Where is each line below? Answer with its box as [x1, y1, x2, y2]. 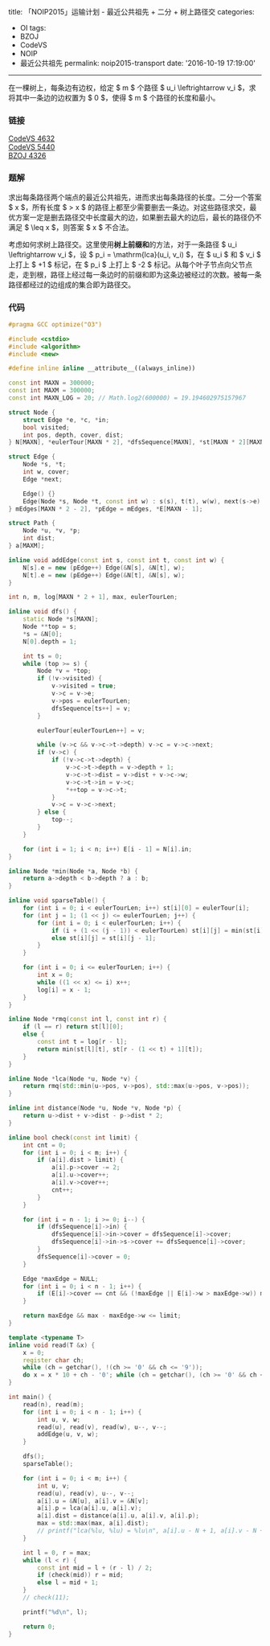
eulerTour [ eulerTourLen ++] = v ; [37, 726, 146, 734]
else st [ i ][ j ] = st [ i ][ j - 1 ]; [51, 934, 157, 942]
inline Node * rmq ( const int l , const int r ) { [8, 1016, 167, 1024]
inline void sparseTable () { [8, 897, 106, 905]
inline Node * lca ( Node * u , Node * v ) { [8, 1074, 138, 1083]
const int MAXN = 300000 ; [8, 379, 95, 388]
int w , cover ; [22, 468, 70, 476]
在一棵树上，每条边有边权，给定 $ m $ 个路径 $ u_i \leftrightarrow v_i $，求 [8, 83, 256, 92]
